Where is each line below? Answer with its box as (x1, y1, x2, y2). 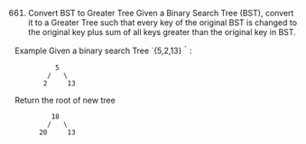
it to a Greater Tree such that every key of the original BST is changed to (27, 17, 297, 28)
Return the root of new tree (14, 94, 116, 105)
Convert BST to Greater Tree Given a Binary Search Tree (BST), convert (27, 8, 294, 18)
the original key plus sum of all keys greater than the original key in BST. (27, 27, 296, 37)
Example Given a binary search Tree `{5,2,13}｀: (14, 45, 192, 56)
